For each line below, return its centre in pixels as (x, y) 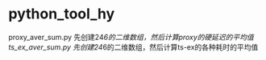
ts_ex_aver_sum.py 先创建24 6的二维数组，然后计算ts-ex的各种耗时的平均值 (133, 47)
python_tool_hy (62, 14)
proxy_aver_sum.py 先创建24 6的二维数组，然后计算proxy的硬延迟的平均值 (131, 37)
